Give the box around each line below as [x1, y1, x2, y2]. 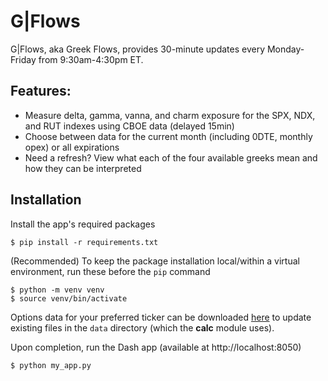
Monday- [266, 43, 305, 55]
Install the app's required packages [10, 218, 156, 230]
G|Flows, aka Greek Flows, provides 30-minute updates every [10, 43, 266, 55]
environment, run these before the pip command [10, 265, 211, 277]
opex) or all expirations [24, 141, 120, 153]
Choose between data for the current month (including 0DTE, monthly [24, 130, 313, 142]
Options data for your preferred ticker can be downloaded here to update [10, 311, 312, 323]
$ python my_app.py [10, 360, 92, 370]
